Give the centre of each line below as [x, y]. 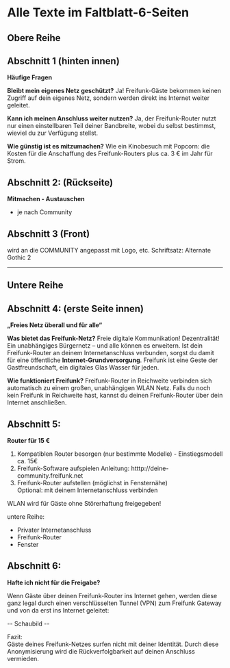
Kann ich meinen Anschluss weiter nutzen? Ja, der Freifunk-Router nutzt [112, 118]
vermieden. [23, 658]
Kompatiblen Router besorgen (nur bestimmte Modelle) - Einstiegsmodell [120, 454]
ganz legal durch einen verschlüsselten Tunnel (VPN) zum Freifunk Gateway [114, 603]
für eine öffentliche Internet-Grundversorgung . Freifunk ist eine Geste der [113, 360]
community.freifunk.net [50, 476]
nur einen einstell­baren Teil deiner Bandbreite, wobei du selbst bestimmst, [112, 126]
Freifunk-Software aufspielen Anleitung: [73, 468]
